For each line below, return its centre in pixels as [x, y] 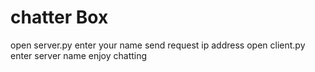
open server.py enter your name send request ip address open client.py [158, 45]
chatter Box [59, 17]
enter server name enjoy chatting [79, 55]
